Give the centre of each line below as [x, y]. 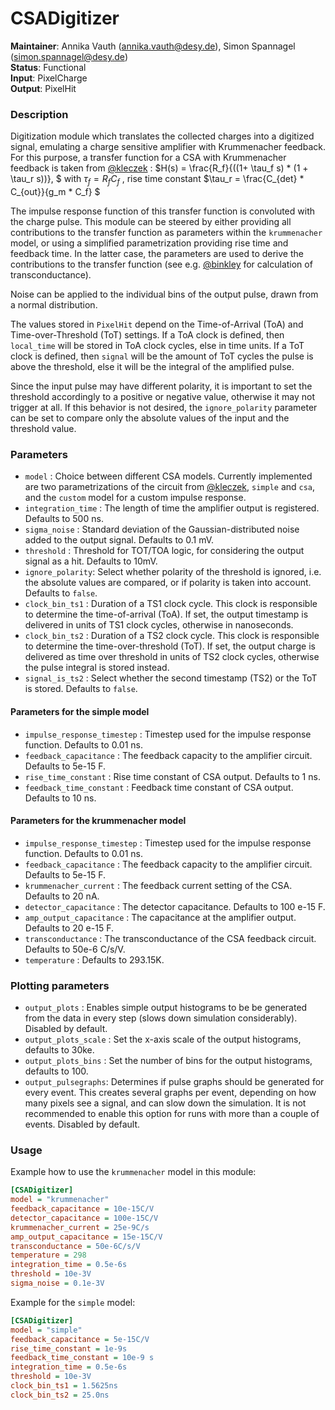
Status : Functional [48, 67]
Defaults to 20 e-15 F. [69, 928]
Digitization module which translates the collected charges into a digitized [162, 136]
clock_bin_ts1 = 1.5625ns [64, 1386]
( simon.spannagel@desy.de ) [69, 56]
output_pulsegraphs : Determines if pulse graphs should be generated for [174, 1082]
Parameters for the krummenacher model [98, 821]
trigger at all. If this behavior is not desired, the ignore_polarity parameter [164, 408]
